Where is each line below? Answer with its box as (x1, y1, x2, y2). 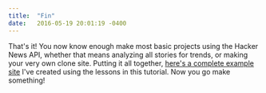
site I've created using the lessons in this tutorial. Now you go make (8, 67, 231, 76)
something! (8, 75, 46, 85)
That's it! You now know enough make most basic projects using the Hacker (8, 41, 259, 51)
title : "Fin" (8, 11, 56, 20)
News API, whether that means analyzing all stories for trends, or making (8, 50, 248, 59)
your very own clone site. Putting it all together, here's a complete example (8, 58, 254, 68)
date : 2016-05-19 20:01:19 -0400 (8, 19, 127, 27)
